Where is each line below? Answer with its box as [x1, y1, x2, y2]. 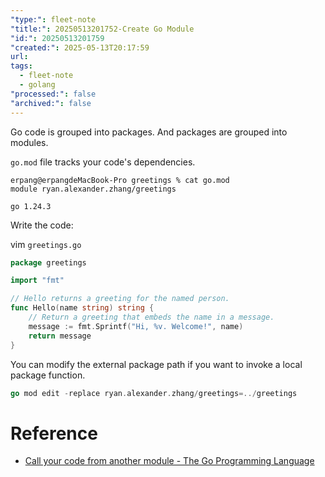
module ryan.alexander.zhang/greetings [10, 184, 177, 194]
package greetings [10, 257, 87, 268]
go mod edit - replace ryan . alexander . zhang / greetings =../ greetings [10, 388, 298, 398]
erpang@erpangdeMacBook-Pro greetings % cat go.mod [10, 175, 230, 185]
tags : [10, 61, 33, 71]
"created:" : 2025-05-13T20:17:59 [10, 42, 150, 53]
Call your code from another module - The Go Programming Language [24, 455, 315, 467]
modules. [10, 136, 49, 148]
